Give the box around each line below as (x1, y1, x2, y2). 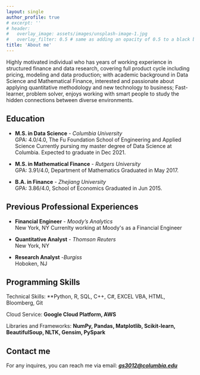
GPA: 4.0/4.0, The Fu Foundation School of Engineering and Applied (14, 136, 182, 143)
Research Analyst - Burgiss (14, 253, 82, 260)
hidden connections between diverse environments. (6, 96, 134, 103)
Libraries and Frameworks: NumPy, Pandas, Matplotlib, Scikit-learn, (6, 322, 176, 330)
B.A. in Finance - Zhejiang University (14, 178, 106, 185)
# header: (6, 25, 31, 32)
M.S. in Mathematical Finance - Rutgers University (14, 160, 141, 167)
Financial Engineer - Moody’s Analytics (14, 217, 113, 225)
